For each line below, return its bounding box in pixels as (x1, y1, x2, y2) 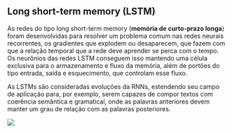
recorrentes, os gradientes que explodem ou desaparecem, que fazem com (7, 38, 226, 48)
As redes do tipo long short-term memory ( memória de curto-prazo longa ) (7, 24, 224, 32)
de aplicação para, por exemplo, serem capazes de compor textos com (7, 90, 214, 98)
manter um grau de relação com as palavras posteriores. (7, 104, 171, 113)
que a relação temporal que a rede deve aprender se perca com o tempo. (7, 46, 219, 55)
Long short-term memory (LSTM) (7, 6, 156, 17)
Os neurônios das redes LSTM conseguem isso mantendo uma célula (7, 54, 208, 62)
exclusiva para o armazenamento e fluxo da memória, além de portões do (7, 61, 220, 69)
